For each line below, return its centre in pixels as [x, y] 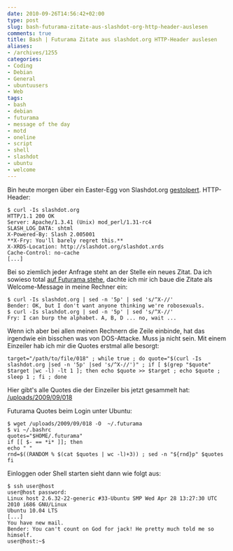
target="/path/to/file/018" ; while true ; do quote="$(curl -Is [104, 358]
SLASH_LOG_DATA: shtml [40, 228]
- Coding [20, 66]
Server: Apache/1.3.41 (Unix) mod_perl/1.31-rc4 [79, 222]
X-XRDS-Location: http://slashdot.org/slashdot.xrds [86, 246]
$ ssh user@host [31, 486]
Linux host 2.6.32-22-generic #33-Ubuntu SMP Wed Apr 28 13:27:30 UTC [112, 498]
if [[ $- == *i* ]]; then [45, 442]
